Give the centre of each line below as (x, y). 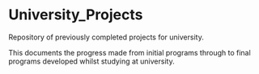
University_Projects (76, 15)
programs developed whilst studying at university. (92, 61)
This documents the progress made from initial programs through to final (129, 52)
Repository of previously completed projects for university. (106, 37)
